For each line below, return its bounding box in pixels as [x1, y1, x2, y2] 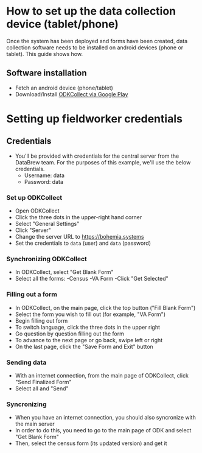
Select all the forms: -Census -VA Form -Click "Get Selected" [15, 275, 169, 283]
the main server [15, 420, 55, 427]
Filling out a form [6, 290, 58, 299]
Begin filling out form [15, 317, 68, 324]
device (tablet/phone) [6, 17, 119, 31]
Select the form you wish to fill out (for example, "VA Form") [15, 311, 166, 318]
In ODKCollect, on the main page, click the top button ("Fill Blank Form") [15, 304, 196, 311]
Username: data [24, 172, 65, 179]
